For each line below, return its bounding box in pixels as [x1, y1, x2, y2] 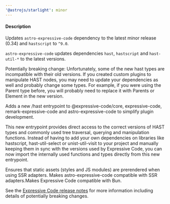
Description [5, 24, 31, 30]
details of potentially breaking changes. [5, 193, 89, 199]
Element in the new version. [5, 93, 64, 99]
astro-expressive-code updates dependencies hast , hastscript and [5, 50, 148, 57]
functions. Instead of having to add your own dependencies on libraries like [5, 135, 165, 141]
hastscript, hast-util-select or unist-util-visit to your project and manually [5, 140, 159, 146]
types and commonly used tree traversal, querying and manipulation [5, 129, 150, 135]
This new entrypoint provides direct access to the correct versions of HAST [5, 124, 165, 130]
